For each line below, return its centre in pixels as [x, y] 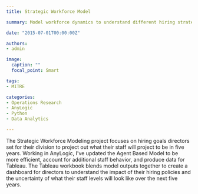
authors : [17, 44]
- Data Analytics [27, 119]
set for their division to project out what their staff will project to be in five [95, 147]
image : [14, 59]
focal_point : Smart [35, 71]
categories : [21, 97]
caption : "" [26, 65]
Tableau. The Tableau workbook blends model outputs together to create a [97, 166]
